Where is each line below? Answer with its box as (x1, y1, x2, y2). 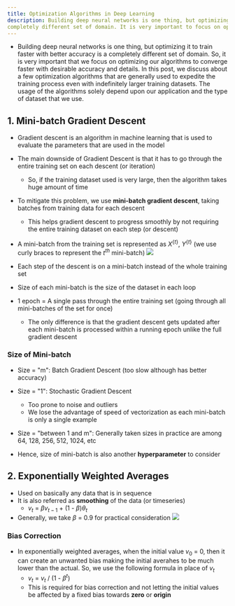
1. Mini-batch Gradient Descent (7, 115, 146, 127)
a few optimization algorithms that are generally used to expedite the (17, 72, 215, 81)
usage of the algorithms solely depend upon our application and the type (17, 87, 228, 95)
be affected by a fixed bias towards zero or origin (27, 590, 171, 599)
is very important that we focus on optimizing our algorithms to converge (17, 57, 228, 66)
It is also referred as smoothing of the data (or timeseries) (17, 496, 185, 504)
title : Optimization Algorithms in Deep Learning (7, 10, 155, 18)
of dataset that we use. (17, 95, 84, 103)
